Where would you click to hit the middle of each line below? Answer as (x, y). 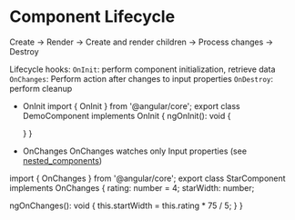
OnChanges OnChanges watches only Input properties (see (135, 151)
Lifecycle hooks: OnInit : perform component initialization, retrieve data (142, 69)
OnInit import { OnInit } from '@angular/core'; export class (131, 105)
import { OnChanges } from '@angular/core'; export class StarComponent (147, 178)
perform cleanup (41, 88)
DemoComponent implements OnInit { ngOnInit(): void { (127, 115)
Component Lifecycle (92, 17)
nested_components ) (62, 160)
